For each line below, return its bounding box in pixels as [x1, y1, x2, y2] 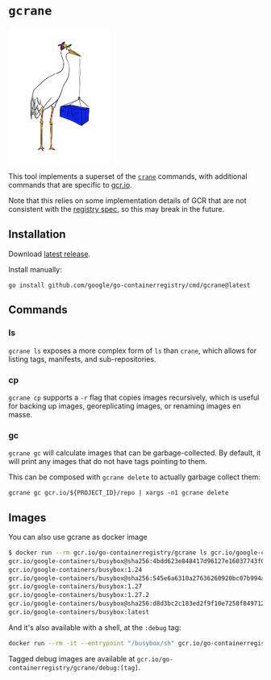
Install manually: [8, 264, 62, 274]
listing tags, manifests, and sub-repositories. [8, 354, 156, 363]
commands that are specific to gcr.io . [8, 180, 132, 190]
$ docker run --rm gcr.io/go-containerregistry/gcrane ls [8, 549, 207, 557]
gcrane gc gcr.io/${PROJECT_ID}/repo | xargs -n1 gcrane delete [8, 489, 229, 497]
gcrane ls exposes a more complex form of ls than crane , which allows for [8, 346, 257, 355]
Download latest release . [8, 249, 91, 259]
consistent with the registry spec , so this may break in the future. [8, 205, 224, 214]
